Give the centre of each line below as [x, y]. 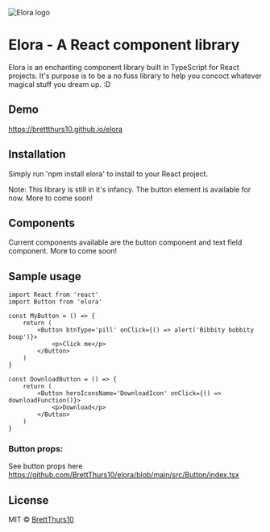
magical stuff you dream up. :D [60, 84]
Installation [37, 154]
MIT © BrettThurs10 [41, 520]
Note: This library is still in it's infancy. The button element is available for [130, 189]
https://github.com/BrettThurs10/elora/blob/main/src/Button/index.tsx [124, 475]
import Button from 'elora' [56, 302]
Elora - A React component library [124, 45]
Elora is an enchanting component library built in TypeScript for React [124, 67]
